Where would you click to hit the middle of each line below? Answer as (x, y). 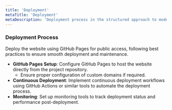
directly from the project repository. (50, 69)
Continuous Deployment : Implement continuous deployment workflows (89, 80)
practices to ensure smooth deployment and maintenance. (67, 54)
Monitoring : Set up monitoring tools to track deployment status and (84, 96)
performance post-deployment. (46, 102)
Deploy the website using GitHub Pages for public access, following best (82, 49)
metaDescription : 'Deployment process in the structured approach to (81, 19)
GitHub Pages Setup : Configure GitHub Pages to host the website (82, 64)
